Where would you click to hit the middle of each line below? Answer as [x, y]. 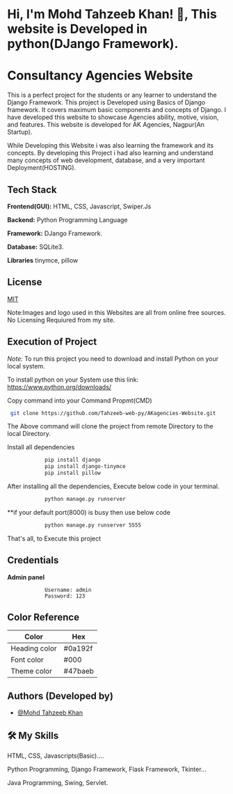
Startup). [20, 132]
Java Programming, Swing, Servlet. [58, 783]
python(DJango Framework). [93, 44]
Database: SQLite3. [35, 247]
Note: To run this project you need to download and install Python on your [113, 359]
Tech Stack [32, 190]
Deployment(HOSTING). [42, 168]
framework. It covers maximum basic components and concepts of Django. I [117, 110]
